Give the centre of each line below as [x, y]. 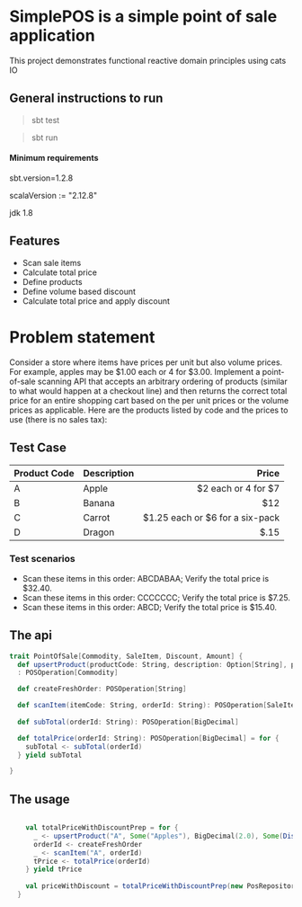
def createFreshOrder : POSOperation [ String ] [102, 689]
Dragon [99, 532]
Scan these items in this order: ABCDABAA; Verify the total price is [146, 578]
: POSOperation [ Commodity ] [68, 673]
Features [35, 241]
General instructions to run [86, 98]
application [53, 36]
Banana [99, 502]
